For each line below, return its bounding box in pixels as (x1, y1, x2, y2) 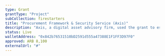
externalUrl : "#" (5, 43, 41, 48)
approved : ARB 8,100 (5, 39, 48, 44)
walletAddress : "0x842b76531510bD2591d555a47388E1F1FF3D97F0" (5, 35, 135, 39)
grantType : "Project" (5, 12, 50, 17)
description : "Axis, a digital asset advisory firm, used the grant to (5, 25, 155, 30)
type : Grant (5, 7, 29, 12)
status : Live (5, 30, 32, 35)
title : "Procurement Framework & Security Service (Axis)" (5, 20, 129, 26)
